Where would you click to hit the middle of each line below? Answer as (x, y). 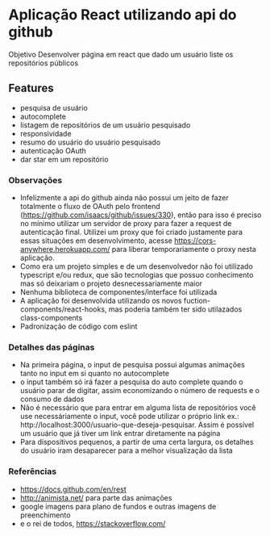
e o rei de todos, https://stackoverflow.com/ (93, 523)
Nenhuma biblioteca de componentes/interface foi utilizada (118, 292)
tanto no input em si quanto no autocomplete (94, 374)
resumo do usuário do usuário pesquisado (90, 142)
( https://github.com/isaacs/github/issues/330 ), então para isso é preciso (141, 215)
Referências (33, 471)
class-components (51, 318)
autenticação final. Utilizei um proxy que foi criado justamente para (131, 232)
